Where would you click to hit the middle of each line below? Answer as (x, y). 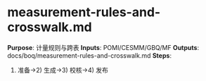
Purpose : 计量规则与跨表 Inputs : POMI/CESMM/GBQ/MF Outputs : (103, 47)
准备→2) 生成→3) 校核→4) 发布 (63, 70)
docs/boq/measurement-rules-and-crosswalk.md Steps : (90, 55)
